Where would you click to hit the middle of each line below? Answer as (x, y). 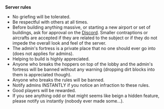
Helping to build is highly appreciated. (51, 59)
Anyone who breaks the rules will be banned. (58, 80)
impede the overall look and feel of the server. (59, 43)
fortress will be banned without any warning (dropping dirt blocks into (83, 69)
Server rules (18, 7)
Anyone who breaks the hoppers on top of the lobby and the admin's (82, 64)
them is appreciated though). (42, 75)
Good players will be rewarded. (44, 90)
